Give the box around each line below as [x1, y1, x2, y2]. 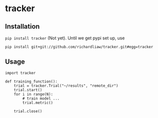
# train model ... [22, 96, 60, 101]
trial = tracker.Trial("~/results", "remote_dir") [14, 83, 119, 88]
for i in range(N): [14, 92, 53, 97]
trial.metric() [22, 100, 53, 105]
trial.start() [14, 87, 42, 92]
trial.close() [14, 109, 42, 114]
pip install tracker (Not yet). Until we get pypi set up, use [5, 35, 125, 41]
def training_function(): [5, 79, 57, 84]
